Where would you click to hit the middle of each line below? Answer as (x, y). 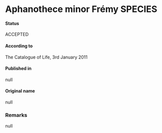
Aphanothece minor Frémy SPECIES (81, 9)
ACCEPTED (17, 34)
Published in (18, 68)
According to (19, 45)
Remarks (16, 115)
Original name (20, 91)
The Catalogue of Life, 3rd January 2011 (46, 57)
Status (12, 23)
